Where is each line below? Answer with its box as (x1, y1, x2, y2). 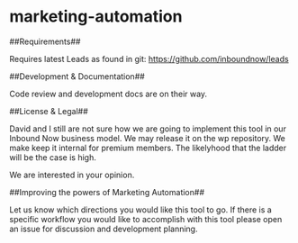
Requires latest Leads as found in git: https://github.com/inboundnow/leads (9, 53, 290, 64)
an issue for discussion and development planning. (9, 223, 198, 234)
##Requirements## (9, 36, 81, 47)
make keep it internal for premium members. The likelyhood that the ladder (9, 142, 286, 153)
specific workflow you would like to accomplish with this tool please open (9, 213, 283, 224)
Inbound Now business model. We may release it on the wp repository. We (9, 132, 286, 143)
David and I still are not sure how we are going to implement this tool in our (9, 123, 286, 134)
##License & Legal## (9, 105, 88, 116)
